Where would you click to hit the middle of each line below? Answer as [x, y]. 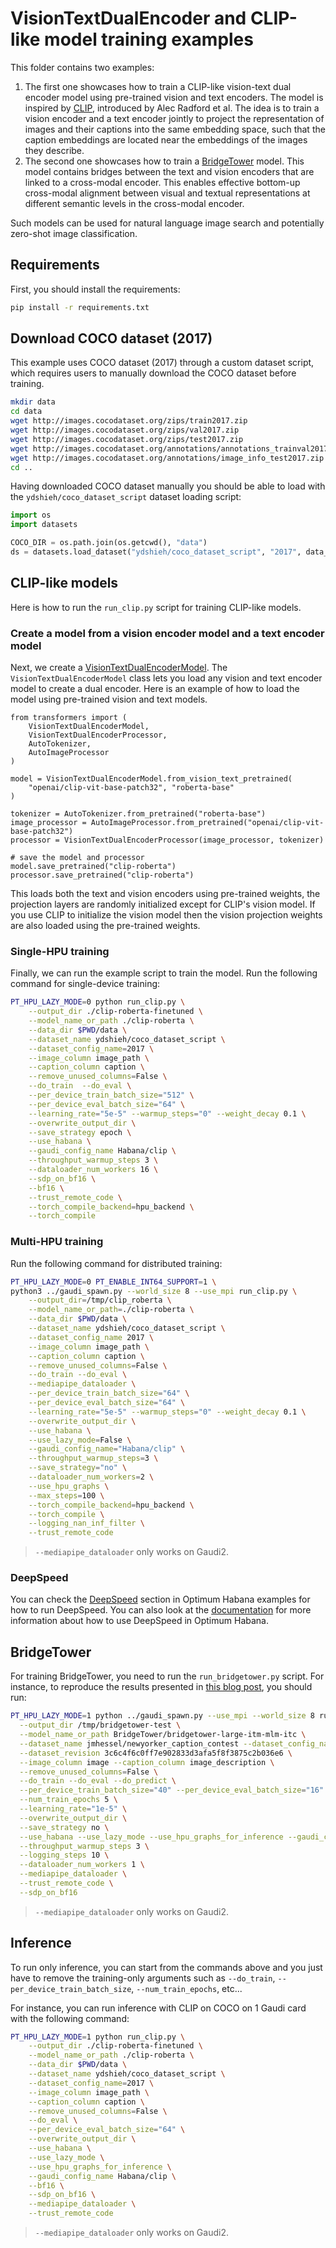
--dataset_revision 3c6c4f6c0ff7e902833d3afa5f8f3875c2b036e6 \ [156, 1753]
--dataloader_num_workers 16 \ [93, 1170]
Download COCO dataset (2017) [111, 338]
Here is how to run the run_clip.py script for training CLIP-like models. [156, 607]
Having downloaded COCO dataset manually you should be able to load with [168, 486]
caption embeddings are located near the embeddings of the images [166, 139]
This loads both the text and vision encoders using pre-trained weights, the [165, 894]
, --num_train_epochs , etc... [187, 1988]
